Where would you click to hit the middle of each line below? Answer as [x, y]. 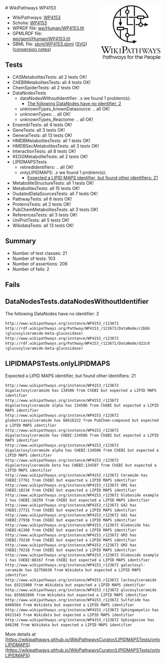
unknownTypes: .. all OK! [45, 114]
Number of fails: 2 [31, 269]
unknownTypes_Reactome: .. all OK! [56, 119]
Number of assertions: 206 [40, 263]
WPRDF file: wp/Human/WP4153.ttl [48, 28]
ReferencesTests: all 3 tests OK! [45, 215]
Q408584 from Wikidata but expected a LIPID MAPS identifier [70, 605]
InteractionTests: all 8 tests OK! [44, 151]
